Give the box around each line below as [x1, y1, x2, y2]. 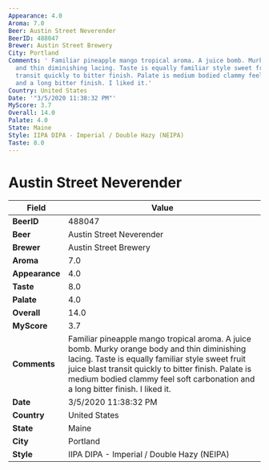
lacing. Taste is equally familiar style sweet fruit [67, 354, 247, 365]
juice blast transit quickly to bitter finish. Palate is [67, 363, 252, 374]
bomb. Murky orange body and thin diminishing [67, 343, 247, 354]
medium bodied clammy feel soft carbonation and [67, 374, 255, 385]
